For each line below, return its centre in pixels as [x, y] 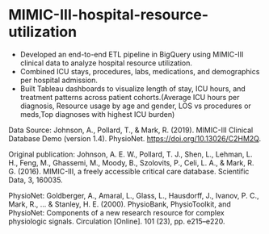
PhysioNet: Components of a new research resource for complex [116, 212]
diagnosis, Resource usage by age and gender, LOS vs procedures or [136, 106]
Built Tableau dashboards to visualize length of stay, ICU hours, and [133, 88]
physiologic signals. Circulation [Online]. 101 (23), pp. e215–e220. [117, 221]
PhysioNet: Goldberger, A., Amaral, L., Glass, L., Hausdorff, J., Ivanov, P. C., [134, 195]
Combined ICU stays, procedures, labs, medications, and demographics [140, 71]
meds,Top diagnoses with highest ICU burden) [97, 114]
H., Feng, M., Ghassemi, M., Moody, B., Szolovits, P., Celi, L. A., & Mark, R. [131, 162]
